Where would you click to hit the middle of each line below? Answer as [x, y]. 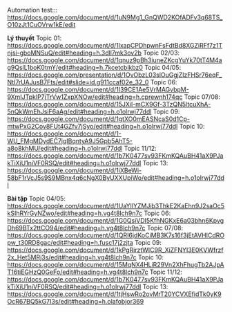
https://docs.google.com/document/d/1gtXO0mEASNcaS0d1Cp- [98, 119]
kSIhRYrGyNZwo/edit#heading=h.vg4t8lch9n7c [75, 213]
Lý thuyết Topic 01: [35, 38]
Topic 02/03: [161, 53]
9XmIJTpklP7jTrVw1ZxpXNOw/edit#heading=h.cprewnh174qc [95, 97]
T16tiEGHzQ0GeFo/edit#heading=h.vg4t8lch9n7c [78, 272]
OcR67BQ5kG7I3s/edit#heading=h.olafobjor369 [76, 301]
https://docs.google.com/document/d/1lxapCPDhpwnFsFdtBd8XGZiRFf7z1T [115, 45]
